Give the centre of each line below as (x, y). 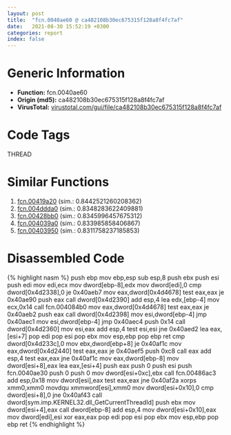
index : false (26, 39)
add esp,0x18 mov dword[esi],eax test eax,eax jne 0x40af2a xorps (102, 380)
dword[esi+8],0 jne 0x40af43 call (54, 395)
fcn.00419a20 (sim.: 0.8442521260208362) (79, 201)
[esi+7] (17, 336)
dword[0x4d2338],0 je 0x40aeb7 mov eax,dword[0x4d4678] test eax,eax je (116, 292)
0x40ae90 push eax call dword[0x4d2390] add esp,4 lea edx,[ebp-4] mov (113, 299)
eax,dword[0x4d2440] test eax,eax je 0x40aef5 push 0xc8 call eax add (109, 351)
